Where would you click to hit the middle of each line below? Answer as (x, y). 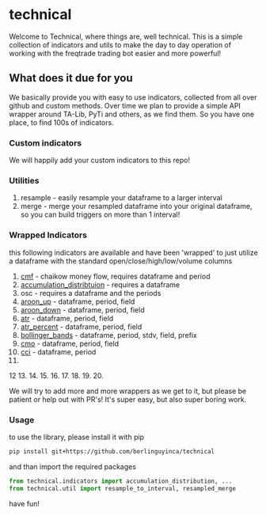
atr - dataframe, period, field (67, 318)
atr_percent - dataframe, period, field (81, 327)
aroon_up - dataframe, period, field (78, 301)
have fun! (25, 503)
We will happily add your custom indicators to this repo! (100, 161)
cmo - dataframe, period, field (70, 343)
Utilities (24, 180)
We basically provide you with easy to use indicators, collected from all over (133, 97)
